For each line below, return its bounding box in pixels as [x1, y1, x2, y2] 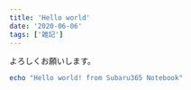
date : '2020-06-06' [9, 22, 83, 31]
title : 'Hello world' [9, 13, 91, 22]
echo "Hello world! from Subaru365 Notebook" [9, 74, 183, 83]
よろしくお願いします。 [9, 56, 96, 67]
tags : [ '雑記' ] [9, 30, 64, 39]
